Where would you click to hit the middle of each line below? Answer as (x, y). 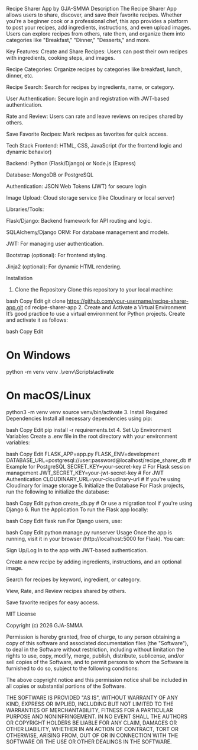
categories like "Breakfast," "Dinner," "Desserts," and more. (78, 40)
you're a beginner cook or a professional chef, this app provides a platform (97, 21)
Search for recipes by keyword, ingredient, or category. (74, 579)
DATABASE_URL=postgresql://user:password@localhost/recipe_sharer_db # (99, 460)
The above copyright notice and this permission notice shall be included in (97, 680)
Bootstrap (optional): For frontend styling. (57, 255)
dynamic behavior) (29, 152)
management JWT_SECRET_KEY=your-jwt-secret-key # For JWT (85, 473)
